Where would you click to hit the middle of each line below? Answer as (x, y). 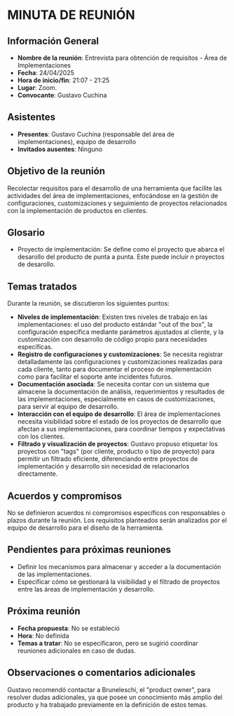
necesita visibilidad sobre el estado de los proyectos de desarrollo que (119, 422)
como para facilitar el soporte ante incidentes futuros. (95, 377)
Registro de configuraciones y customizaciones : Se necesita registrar (120, 354)
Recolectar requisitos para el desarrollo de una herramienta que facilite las (115, 188)
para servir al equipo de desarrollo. (68, 407)
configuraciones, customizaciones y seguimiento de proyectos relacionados (117, 203)
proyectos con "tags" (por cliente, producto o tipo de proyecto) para (116, 451)
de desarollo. (36, 264)
